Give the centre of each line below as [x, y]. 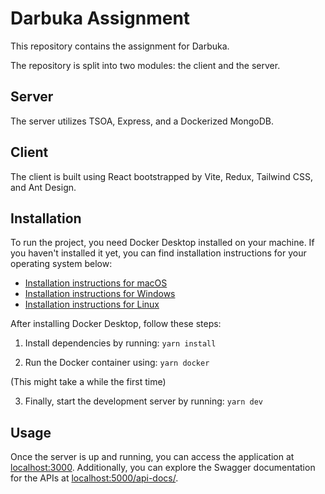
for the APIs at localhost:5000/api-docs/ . [94, 478]
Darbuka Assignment [100, 18]
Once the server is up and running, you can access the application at [152, 457]
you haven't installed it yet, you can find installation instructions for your [158, 253]
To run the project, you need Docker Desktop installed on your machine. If [162, 243]
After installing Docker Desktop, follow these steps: [116, 324]
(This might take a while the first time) [88, 382]
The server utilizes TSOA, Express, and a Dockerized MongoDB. [142, 121]
